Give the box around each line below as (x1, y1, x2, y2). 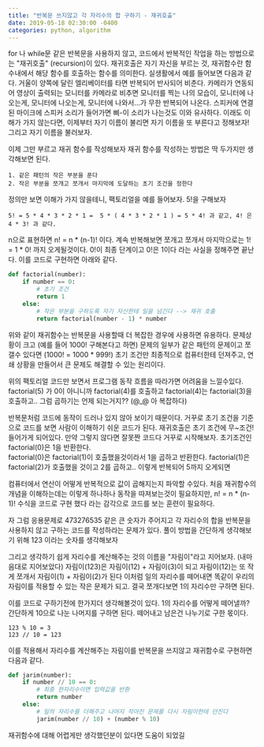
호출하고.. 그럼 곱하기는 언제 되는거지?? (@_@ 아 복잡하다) (8, 396, 188, 405)
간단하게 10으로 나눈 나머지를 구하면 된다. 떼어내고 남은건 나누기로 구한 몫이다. (8, 608, 249, 618)
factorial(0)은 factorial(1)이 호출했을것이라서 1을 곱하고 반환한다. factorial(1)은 (8, 452, 251, 461)
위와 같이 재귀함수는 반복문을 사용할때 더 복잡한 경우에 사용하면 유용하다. (8, 330, 231, 339)
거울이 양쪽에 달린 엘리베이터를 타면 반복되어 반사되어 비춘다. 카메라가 (18, 78, 233, 88)
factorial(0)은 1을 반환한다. (8, 443, 91, 452)
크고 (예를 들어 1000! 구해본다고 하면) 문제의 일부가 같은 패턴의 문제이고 (22, 340, 244, 349)
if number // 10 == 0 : (22, 678, 97, 686)
